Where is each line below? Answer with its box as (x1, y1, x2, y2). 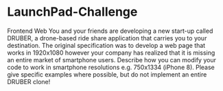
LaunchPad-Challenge (7, 4, 138, 20)
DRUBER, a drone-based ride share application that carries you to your (7, 34, 207, 42)
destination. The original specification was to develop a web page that (7, 41, 206, 49)
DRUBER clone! (7, 77, 51, 86)
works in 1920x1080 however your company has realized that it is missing (7, 49, 215, 57)
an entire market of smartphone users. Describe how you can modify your (7, 55, 216, 64)
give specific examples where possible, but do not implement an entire (7, 70, 207, 79)
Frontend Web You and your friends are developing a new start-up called (7, 27, 213, 35)
